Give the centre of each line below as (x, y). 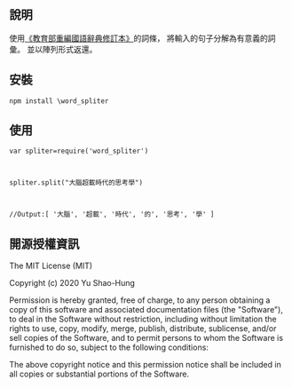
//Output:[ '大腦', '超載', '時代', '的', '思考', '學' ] (112, 215)
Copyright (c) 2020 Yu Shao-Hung (72, 283)
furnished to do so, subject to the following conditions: (109, 347)
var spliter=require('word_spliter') (79, 151)
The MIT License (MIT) (51, 266)
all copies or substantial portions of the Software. (99, 374)
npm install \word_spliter (59, 101)
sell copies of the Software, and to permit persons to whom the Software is (146, 338)
